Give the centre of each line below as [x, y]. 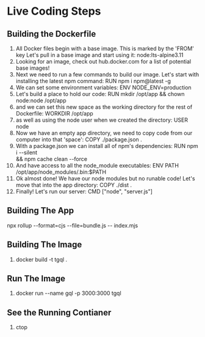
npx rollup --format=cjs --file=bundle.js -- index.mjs [73, 225]
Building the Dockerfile [52, 34]
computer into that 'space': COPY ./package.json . [79, 139]
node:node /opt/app [41, 100]
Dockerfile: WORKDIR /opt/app [54, 113]
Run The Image [36, 279]
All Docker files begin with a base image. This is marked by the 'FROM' [105, 48]
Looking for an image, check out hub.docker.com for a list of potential [103, 61]
